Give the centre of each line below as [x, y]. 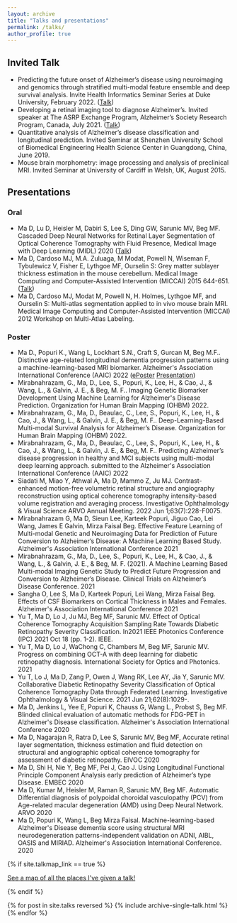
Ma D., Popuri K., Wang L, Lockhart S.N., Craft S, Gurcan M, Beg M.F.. [119, 353]
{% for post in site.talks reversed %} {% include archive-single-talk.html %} [118, 905]
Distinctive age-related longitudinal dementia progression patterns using [123, 360]
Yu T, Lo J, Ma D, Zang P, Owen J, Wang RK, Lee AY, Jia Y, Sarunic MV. [121, 677]
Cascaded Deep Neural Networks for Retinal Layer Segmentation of [116, 236]
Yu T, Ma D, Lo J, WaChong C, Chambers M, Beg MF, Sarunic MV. [113, 647]
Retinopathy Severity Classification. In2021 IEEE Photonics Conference [121, 632]
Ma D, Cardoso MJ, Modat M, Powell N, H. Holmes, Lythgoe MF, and [117, 296]
